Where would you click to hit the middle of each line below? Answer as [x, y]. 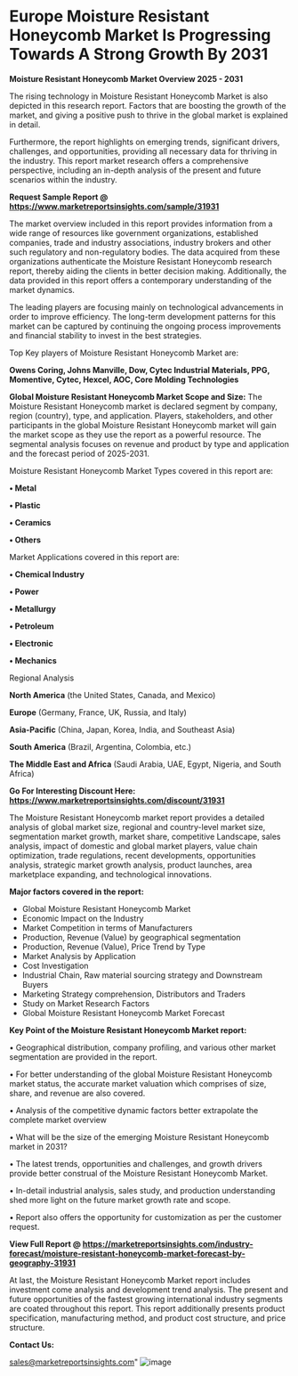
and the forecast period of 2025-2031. [79, 453]
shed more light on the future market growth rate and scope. [120, 1200]
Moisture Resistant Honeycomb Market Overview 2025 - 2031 [126, 78]
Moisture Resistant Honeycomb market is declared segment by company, [144, 406]
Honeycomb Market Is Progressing [140, 35]
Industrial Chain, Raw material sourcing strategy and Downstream [142, 975]
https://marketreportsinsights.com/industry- [168, 1243]
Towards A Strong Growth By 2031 [139, 54]
